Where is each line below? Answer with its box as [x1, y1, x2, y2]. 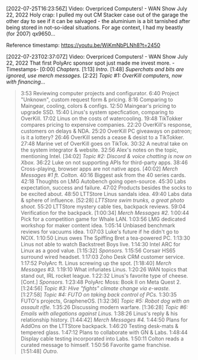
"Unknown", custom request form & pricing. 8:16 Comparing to [20, 96, 173, 103]
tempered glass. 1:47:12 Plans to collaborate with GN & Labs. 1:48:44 [20, 329, 188, 336]
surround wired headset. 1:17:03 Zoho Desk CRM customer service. [20, 253, 185, 260]
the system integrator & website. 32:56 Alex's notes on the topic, [20, 146, 178, 153]
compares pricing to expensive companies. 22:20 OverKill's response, [20, 121, 192, 128]
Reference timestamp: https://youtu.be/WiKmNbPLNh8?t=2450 [6, 41, 161, 49]
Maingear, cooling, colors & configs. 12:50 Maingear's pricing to [20, 102, 176, 109]
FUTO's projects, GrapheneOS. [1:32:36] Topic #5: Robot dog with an [20, 297, 190, 304]
